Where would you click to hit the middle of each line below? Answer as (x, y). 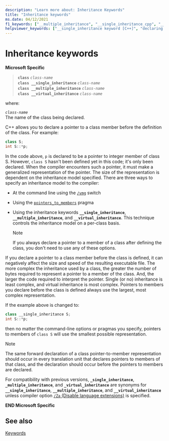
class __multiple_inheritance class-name (61, 89)
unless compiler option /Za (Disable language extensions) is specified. (78, 395)
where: (13, 103)
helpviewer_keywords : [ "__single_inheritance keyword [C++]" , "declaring (84, 29)
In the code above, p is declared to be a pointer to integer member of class (82, 156)
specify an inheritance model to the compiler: (52, 183)
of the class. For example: (32, 133)
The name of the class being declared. (45, 118)
